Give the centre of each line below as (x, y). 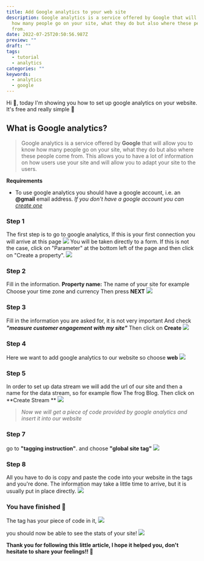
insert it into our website (51, 419)
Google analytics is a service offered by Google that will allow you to (107, 143)
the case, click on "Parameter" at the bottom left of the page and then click (100, 248)
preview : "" (21, 40)
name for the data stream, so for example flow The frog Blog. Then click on (100, 393)
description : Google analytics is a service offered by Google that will (102, 18)
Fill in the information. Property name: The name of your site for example (98, 284)
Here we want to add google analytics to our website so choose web (92, 357)
